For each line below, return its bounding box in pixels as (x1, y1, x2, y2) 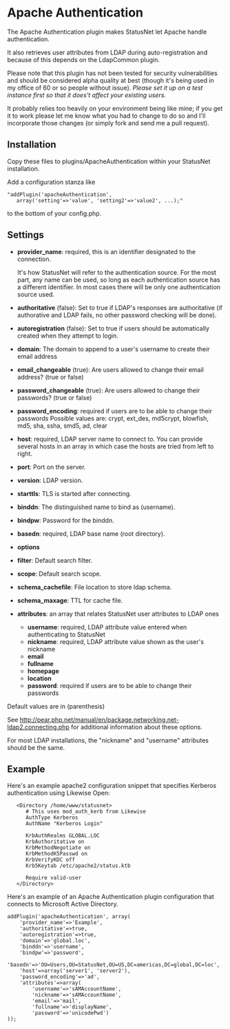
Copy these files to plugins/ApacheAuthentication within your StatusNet (7, 157, 211, 165)
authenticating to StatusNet (27, 630, 105, 638)
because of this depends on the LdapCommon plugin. (7, 55, 160, 63)
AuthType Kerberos (25, 814, 79, 821)
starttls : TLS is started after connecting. (17, 489, 132, 497)
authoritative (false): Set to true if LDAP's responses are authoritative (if (17, 303, 222, 311)
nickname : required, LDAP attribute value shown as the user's (27, 637, 205, 645)
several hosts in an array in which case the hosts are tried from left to (17, 442, 214, 450)
